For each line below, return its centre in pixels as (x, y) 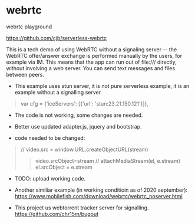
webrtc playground (29, 27)
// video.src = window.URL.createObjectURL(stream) (84, 149)
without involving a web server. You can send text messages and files (91, 68)
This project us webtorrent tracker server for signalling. (82, 208)
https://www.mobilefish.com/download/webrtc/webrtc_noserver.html (98, 196)
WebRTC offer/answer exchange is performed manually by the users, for (94, 55)
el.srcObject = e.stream (64, 167)
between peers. (25, 74)
